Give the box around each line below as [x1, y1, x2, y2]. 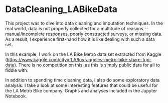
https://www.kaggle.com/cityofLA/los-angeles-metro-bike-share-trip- [7, 56, 152, 62]
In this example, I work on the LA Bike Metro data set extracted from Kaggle [5, 51, 161, 57]
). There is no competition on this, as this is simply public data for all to [14, 62, 160, 68]
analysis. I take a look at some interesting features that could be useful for [5, 82, 158, 88]
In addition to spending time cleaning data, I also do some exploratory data [5, 77, 159, 83]
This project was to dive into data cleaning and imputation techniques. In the [5, 20, 163, 26]
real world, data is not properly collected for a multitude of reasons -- [5, 25, 149, 31]
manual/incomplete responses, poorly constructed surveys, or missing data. [5, 31, 163, 37]
